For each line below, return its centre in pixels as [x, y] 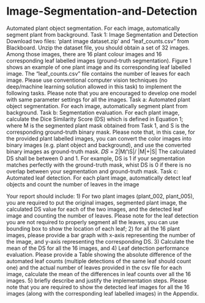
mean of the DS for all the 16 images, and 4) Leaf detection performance [98, 248]
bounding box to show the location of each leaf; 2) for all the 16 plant [93, 228]
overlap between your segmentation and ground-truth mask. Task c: [92, 171]
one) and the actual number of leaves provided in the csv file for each [94, 268]
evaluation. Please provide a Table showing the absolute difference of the [99, 254]
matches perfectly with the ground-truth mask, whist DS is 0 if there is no [99, 165]
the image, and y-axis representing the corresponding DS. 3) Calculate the [100, 241]
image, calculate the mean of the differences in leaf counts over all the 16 [99, 274]
